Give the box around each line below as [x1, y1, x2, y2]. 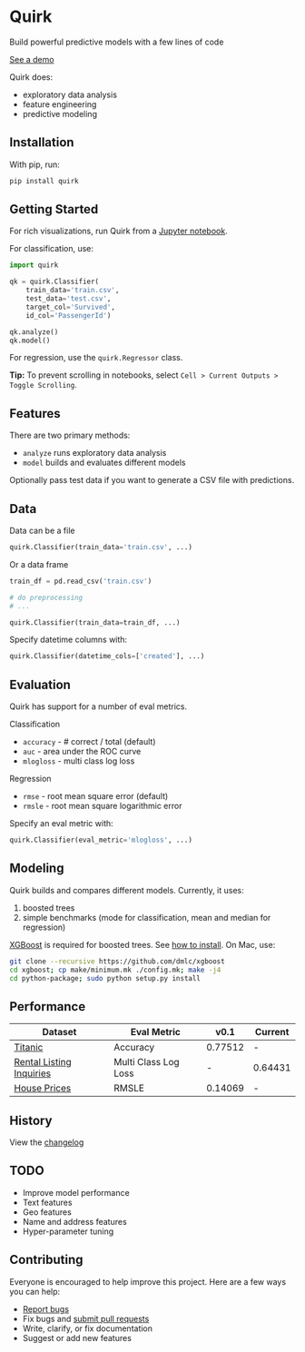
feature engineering [22, 98, 97, 110]
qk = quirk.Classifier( [9, 277, 100, 287]
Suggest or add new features [22, 1332, 132, 1343]
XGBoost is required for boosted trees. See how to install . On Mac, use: [9, 939, 276, 950]
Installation [9, 134, 74, 151]
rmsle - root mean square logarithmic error [22, 801, 182, 812]
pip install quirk [9, 176, 79, 185]
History [9, 1112, 53, 1128]
